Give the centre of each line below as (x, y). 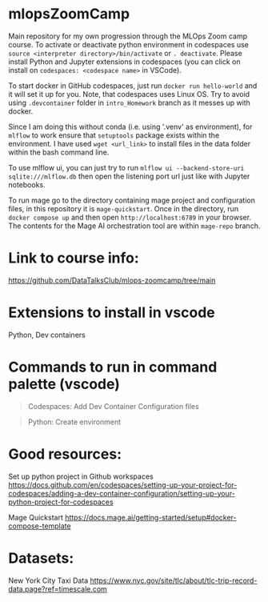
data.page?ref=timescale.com (58, 588)
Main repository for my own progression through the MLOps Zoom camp (128, 36)
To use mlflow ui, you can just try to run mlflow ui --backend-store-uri (126, 167)
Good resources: (65, 454)
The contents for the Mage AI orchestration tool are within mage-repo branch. (134, 226)
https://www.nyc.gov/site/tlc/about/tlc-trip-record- (174, 580)
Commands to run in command (113, 367)
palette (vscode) (64, 384)
